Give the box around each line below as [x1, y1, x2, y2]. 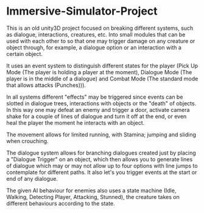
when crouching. [6, 137, 49, 144]
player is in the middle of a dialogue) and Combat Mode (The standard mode [6, 75, 199, 82]
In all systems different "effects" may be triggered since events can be [6, 93, 183, 100]
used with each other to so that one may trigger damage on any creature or [6, 37, 195, 44]
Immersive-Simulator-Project [6, 4, 158, 18]
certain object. [6, 50, 43, 57]
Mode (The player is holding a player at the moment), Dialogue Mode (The [6, 68, 192, 75]
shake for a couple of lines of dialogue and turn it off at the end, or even [6, 113, 187, 120]
